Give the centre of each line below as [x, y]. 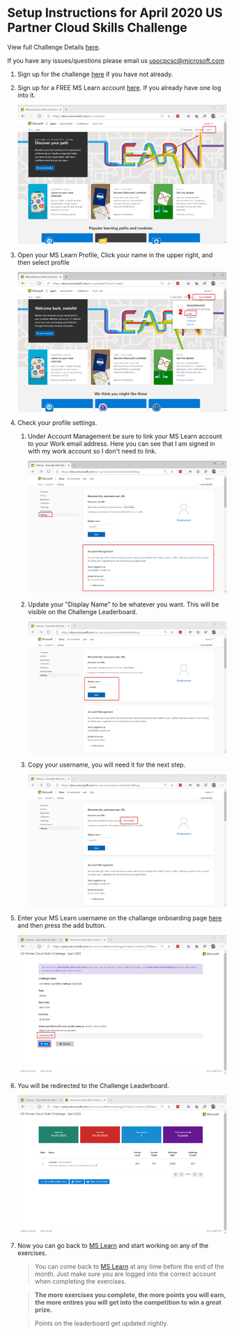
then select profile [43, 263]
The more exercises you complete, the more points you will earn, [130, 1295]
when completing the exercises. [80, 1282]
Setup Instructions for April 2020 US [115, 13]
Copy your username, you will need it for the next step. [107, 765]
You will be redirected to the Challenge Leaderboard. [93, 1085]
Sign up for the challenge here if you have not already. [95, 74]
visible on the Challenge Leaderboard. [83, 611]
